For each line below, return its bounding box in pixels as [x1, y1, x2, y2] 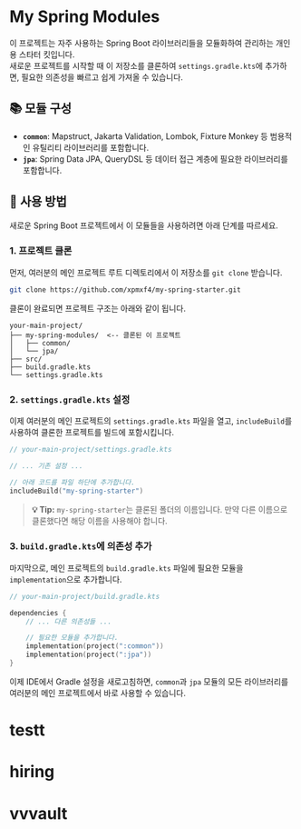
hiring [9, 762, 55, 783]
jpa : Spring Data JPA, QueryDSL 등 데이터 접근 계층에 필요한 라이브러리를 [22, 153, 288, 165]
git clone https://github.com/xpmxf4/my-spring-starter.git [9, 285, 242, 295]
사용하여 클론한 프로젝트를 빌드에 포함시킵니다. [9, 427, 175, 438]
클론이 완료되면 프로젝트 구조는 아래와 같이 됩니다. [9, 303, 187, 314]
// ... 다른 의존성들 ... [25, 616, 112, 626]
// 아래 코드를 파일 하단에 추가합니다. [9, 477, 136, 487]
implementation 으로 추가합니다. [9, 574, 122, 584]
